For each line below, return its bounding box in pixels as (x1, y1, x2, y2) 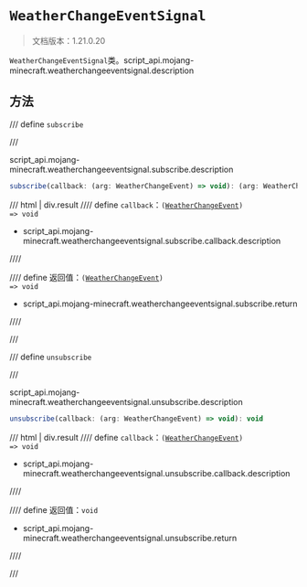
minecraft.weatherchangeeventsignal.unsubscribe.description (9, 396, 244, 407)
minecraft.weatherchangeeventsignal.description (9, 65, 195, 76)
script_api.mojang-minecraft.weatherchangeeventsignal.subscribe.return (22, 298, 298, 309)
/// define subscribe (9, 118, 84, 130)
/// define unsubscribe (9, 351, 92, 362)
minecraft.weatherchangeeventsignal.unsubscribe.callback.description (22, 467, 291, 478)
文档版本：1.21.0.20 (31, 35, 106, 46)
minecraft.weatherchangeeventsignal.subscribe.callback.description (22, 235, 281, 246)
